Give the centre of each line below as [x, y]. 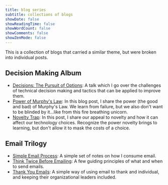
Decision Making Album [43, 73]
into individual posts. [27, 57]
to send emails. [28, 166]
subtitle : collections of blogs [39, 15]
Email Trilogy [26, 144]
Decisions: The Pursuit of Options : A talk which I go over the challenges [87, 85]
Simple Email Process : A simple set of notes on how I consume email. [84, 155]
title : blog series [26, 10]
